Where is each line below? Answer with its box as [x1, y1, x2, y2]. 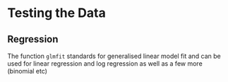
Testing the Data [7, 5, 106, 21]
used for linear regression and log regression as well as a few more [7, 59, 203, 68]
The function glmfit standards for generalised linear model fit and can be [7, 52, 221, 60]
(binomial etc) [7, 67, 48, 75]
